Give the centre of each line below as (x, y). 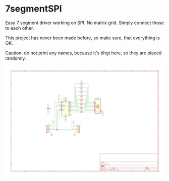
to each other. (20, 28)
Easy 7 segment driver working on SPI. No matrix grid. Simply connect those (85, 23)
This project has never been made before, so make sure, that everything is (83, 38)
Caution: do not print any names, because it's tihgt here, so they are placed (83, 53)
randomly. (16, 58)
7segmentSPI (34, 9)
